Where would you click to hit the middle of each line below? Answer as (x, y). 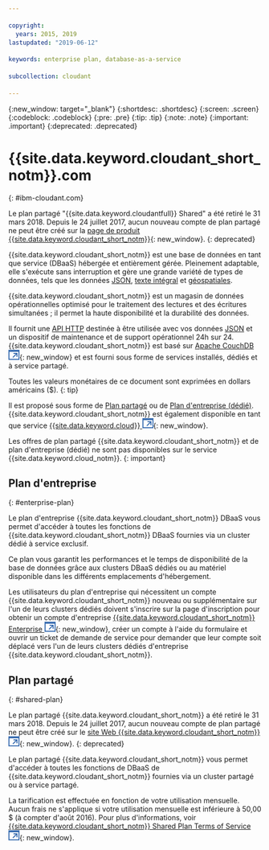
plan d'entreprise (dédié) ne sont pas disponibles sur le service (113, 450)
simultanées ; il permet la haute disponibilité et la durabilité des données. (129, 313)
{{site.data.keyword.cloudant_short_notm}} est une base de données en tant (135, 254)
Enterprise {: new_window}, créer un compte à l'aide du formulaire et (128, 629)
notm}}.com (50, 175)
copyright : (26, 25)
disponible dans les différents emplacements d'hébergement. (110, 577)
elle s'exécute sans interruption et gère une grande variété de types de (126, 271)
